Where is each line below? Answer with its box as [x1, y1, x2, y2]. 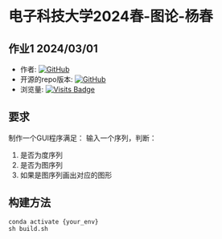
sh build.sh [8, 225, 48, 233]
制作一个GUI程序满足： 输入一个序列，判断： [8, 133, 157, 143]
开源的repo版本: [19, 75, 73, 84]
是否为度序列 [19, 150, 63, 160]
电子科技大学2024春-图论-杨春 [8, 7, 213, 26]
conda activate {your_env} [8, 217, 99, 225]
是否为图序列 [19, 160, 63, 169]
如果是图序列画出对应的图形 [19, 170, 113, 180]
